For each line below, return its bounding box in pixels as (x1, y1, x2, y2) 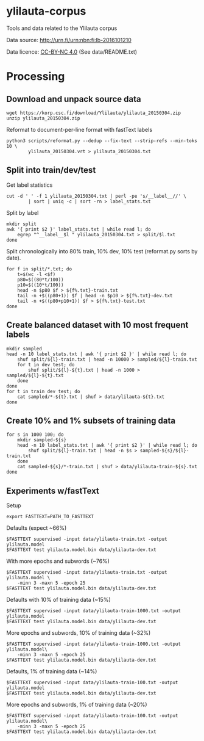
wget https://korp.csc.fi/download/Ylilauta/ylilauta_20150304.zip (6, 110, 181, 116)
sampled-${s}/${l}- (139, 447, 189, 454)
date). (6, 254, 21, 261)
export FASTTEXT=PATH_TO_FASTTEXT (6, 514, 94, 520)
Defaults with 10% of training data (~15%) (6, 596, 111, 604)
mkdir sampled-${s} (17, 437, 67, 443)
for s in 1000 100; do (6, 432, 64, 438)
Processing (6, 70, 65, 84)
